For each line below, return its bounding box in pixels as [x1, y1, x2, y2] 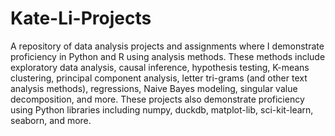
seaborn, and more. [10, 114, 92, 126]
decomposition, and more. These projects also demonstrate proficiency [10, 93, 305, 105]
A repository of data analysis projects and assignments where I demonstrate [10, 40, 325, 52]
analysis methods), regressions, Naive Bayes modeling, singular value [10, 82, 298, 94]
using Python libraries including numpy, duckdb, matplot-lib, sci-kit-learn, [10, 103, 314, 116]
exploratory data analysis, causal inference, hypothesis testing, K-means [10, 61, 310, 73]
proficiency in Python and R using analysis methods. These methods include [10, 50, 326, 62]
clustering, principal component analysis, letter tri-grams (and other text [10, 72, 308, 84]
